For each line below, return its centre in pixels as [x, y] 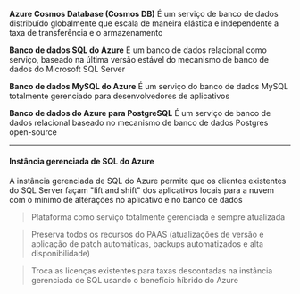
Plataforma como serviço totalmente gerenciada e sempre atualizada [158, 217]
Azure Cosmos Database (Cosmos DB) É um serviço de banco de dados [144, 14]
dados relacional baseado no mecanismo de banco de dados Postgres [139, 122]
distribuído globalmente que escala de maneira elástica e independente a [144, 23]
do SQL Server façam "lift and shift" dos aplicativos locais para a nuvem [142, 190]
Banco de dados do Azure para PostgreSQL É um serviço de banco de [140, 113]
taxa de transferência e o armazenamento [86, 33]
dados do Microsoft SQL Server [67, 69]
